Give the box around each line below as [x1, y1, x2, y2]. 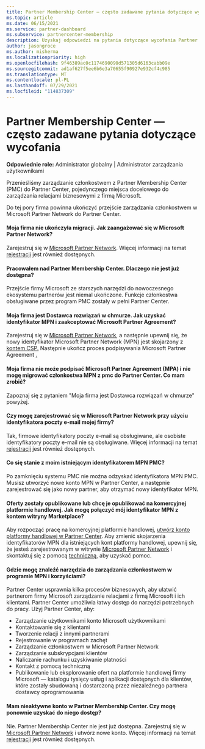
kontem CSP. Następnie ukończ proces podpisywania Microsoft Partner [6, 345, 187, 352]
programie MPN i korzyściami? [6, 572, 86, 579]
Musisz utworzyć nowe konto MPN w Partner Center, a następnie [6, 479, 170, 487]
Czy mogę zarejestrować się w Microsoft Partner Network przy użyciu [6, 412, 188, 420]
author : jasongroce [6, 43, 56, 49]
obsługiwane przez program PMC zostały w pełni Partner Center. [6, 298, 170, 305]
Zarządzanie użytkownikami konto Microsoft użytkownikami [15, 617, 166, 625]
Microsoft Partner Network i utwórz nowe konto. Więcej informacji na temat [6, 729, 196, 736]
